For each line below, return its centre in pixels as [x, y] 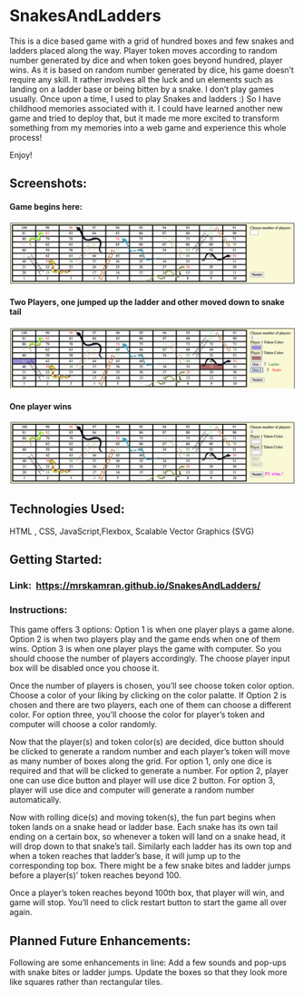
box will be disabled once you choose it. [84, 668]
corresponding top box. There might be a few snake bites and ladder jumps [150, 866]
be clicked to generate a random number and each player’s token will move [150, 752]
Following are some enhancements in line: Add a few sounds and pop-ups [148, 962]
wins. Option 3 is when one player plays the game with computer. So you [146, 649]
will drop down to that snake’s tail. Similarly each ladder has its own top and [151, 846]
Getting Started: [56, 559]
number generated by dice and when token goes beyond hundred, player [146, 60]
